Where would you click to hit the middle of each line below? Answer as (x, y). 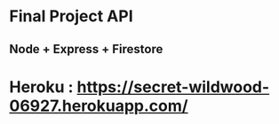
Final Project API (71, 16)
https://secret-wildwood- (173, 87)
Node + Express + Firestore (86, 49)
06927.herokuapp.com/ (99, 106)
